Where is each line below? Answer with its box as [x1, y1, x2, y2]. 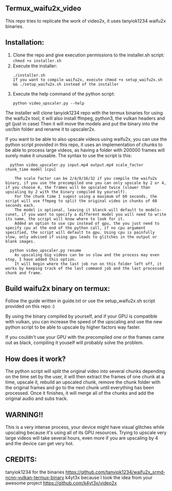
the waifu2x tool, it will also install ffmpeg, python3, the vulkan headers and [5, 115, 165, 121]
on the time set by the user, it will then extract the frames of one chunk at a [5, 374, 164, 380]
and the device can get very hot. [5, 441, 74, 447]
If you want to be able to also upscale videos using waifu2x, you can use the [5, 136, 167, 142]
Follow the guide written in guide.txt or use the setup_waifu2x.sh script [5, 298, 156, 304]
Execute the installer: [12, 63, 58, 69]
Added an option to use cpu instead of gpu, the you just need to [14, 221, 160, 226]
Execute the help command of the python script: [12, 90, 116, 97]
